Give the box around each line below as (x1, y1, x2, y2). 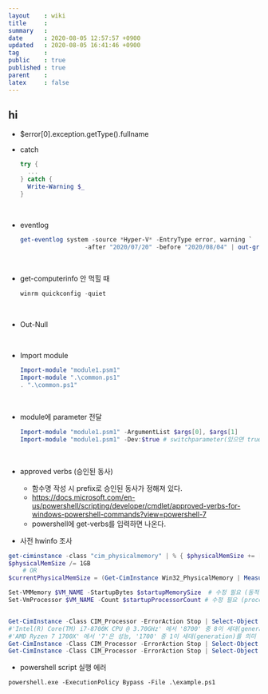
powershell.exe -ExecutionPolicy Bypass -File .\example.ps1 (8, 679, 216, 687)
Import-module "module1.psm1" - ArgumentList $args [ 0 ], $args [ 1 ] (19, 428, 238, 436)
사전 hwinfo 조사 (19, 536, 73, 545)
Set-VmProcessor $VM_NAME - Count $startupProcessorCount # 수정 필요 (8, 596, 238, 604)
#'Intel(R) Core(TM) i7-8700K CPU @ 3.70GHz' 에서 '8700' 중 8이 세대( (8, 624, 242, 632)
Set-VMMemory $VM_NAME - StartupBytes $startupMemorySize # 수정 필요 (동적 (8, 588, 259, 596)
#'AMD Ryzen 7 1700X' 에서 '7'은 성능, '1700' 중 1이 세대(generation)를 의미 (8, 632, 257, 640)
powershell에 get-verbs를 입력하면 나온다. (31, 519, 167, 528)
